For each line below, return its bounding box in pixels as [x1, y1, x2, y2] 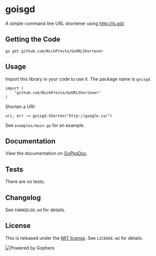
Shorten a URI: [5, 103, 36, 110]
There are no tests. [5, 179, 45, 185]
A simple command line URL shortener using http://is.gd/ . [5, 20, 126, 26]
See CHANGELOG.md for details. [5, 207, 66, 213]
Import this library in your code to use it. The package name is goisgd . [5, 76, 151, 82]
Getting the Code [5, 35, 60, 44]
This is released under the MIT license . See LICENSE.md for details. [5, 235, 143, 241]
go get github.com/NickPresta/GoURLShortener [5, 48, 103, 54]
